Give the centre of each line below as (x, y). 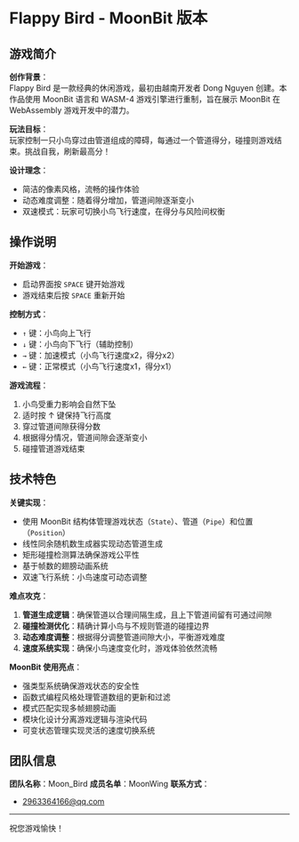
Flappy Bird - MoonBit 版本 (109, 18)
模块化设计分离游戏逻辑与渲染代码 (85, 719)
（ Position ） (46, 532)
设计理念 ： (29, 170)
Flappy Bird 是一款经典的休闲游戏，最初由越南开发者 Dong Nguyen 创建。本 (148, 88)
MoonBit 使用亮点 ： (46, 667)
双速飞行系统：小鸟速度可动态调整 (85, 577)
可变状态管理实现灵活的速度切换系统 (89, 730)
